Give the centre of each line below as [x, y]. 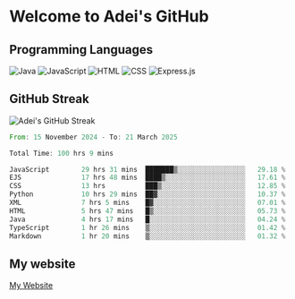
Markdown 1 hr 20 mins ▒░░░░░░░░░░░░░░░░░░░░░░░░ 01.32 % [147, 236]
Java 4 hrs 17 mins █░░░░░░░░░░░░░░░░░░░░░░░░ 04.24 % [147, 219]
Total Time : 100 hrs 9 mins [62, 153]
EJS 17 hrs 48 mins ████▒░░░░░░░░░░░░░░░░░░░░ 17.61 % [147, 178]
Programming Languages [81, 50]
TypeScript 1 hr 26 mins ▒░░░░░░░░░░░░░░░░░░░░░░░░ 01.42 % [147, 227]
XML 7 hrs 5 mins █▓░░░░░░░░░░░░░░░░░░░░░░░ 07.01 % [147, 203]
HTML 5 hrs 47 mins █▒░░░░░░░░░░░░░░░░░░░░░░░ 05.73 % [147, 211]
